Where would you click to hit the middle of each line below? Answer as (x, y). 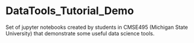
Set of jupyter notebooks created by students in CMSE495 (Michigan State (97, 27)
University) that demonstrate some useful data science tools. (80, 33)
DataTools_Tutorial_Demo (70, 11)
